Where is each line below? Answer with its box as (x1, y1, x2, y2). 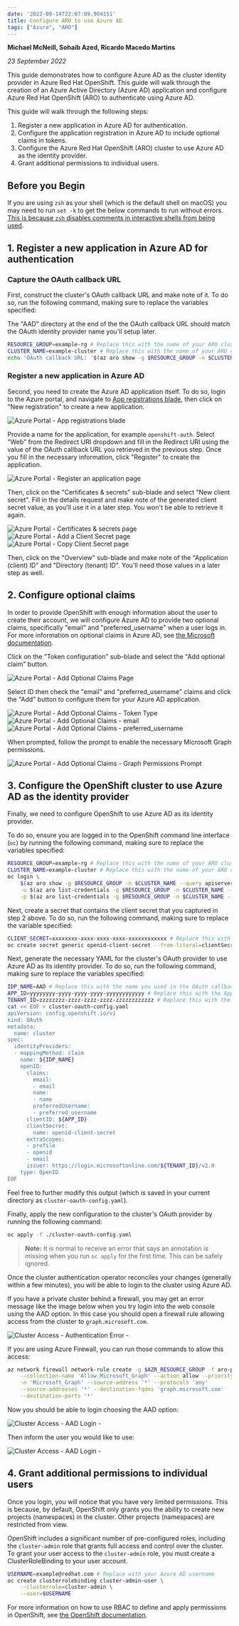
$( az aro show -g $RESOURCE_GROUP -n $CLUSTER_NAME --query (20, 880, 202, 887)
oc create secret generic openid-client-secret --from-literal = (7, 941, 202, 948)
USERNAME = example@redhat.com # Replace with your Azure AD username (7, 1570, 215, 1578)
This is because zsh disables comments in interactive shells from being (7, 214, 216, 222)
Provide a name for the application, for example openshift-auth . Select (7, 430, 215, 438)
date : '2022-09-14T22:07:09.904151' (7, 10, 116, 18)
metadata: (7, 1023, 37, 1030)
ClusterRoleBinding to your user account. (7, 1556, 128, 1565)
